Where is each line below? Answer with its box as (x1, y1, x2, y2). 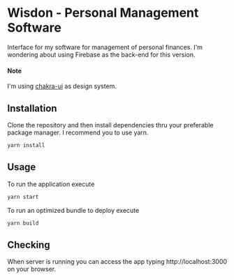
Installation (7, 102, 57, 114)
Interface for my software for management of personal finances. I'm (7, 43, 203, 51)
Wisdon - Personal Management (7, 5, 199, 21)
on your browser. (7, 265, 57, 274)
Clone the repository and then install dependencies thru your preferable (7, 120, 214, 129)
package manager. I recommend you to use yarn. (7, 128, 149, 136)
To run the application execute (7, 180, 95, 188)
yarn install (7, 141, 45, 148)
